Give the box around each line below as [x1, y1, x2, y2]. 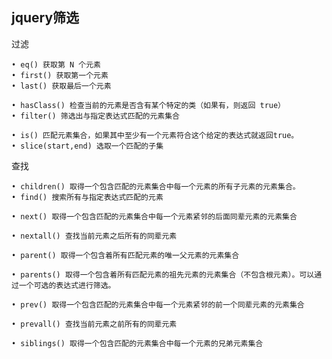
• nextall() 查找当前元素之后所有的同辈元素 [11, 231, 178, 241]
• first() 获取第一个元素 [11, 70, 109, 80]
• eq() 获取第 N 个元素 [11, 59, 101, 70]
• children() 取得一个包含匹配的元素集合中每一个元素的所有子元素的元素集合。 [11, 181, 301, 192]
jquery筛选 [11, 9, 80, 27]
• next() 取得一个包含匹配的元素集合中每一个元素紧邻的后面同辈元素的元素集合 [11, 211, 298, 222]
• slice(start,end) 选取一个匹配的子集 [11, 141, 164, 151]
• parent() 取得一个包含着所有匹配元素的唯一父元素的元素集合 [11, 250, 240, 260]
